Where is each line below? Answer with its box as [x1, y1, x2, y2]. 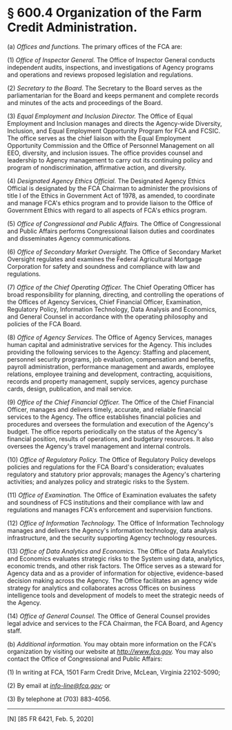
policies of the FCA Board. [7, 319, 82, 328]
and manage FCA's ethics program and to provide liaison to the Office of [7, 198, 213, 207]
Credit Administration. [7, 19, 138, 35]
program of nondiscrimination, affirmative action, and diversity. [7, 163, 186, 171]
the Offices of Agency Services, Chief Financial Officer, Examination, [7, 297, 203, 306]
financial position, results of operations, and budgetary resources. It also [7, 434, 214, 443]
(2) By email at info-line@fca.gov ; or [7, 681, 110, 689]
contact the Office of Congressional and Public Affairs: [7, 655, 163, 663]
